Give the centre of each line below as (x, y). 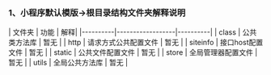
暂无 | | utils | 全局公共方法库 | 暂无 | (68, 62)
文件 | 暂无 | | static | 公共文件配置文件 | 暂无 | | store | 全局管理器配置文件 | (133, 52)
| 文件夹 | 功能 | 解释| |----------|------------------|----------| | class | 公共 (133, 32)
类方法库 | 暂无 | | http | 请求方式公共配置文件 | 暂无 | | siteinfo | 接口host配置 (136, 42)
